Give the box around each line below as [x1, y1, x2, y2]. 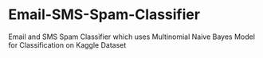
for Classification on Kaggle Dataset [8, 40, 127, 49]
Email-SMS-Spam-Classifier [8, 6, 201, 24]
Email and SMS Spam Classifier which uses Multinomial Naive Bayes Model [8, 32, 255, 41]
